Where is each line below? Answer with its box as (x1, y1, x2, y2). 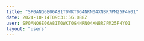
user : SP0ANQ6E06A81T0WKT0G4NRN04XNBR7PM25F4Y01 (6, 20, 131, 26)
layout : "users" (6, 25, 47, 32)
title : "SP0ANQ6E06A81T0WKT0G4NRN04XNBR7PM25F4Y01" (6, 8, 139, 15)
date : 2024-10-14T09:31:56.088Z (6, 14, 87, 20)
